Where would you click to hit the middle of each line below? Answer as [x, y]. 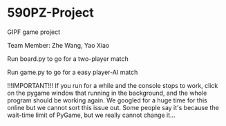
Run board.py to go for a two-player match [68, 58]
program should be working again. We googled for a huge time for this [107, 100]
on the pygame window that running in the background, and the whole [107, 93]
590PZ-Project [51, 13]
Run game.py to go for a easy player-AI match [73, 72]
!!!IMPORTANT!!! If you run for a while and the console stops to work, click [113, 85]
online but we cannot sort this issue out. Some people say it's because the [113, 107]
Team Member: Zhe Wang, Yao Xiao [58, 45]
